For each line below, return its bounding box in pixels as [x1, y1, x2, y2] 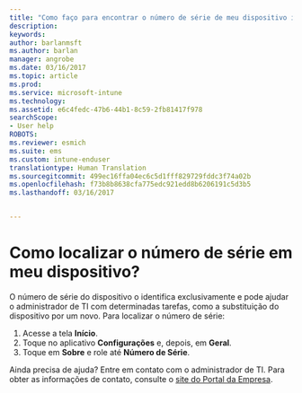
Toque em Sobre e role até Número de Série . [22, 346, 191, 357]
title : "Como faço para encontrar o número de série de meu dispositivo [9, 13, 288, 22]
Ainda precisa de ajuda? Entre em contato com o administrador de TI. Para [9, 364, 285, 375]
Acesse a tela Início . [22, 327, 99, 338]
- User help [9, 122, 54, 131]
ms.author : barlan [9, 47, 78, 56]
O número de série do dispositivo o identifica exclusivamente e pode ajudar [9, 291, 289, 301]
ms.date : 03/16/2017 [9, 64, 87, 73]
